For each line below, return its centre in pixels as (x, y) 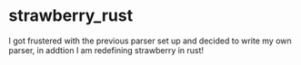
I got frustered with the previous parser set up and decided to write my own (150, 41)
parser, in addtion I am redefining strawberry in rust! (106, 50)
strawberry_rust (71, 16)
